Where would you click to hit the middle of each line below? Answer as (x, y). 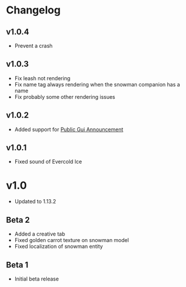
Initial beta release (37, 279)
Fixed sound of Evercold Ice (48, 162)
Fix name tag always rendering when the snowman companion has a (97, 84)
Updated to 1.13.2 (35, 202)
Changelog (33, 10)
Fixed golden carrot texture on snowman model (72, 240)
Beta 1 (17, 264)
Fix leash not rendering (42, 78)
